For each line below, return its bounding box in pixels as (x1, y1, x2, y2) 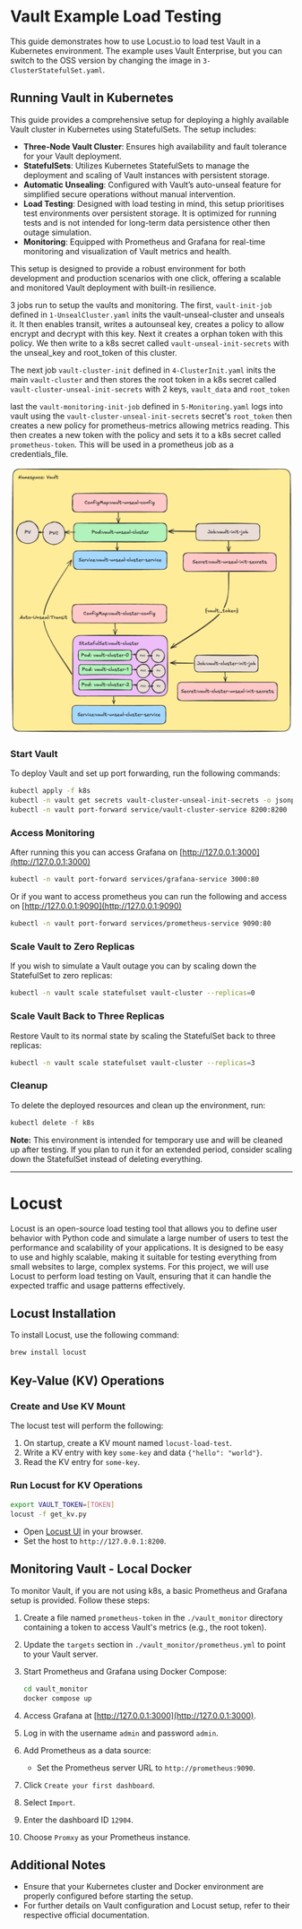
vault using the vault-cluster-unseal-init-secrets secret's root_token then (10, 410, 292, 421)
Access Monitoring (10, 827, 95, 840)
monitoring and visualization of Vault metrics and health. (22, 245, 232, 256)
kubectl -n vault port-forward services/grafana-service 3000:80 (10, 875, 259, 884)
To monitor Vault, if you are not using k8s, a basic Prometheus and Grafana (10, 1585, 288, 1596)
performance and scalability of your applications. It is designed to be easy (10, 1242, 284, 1253)
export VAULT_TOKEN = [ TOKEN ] (10, 1501, 116, 1510)
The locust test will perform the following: (10, 1420, 164, 1431)
